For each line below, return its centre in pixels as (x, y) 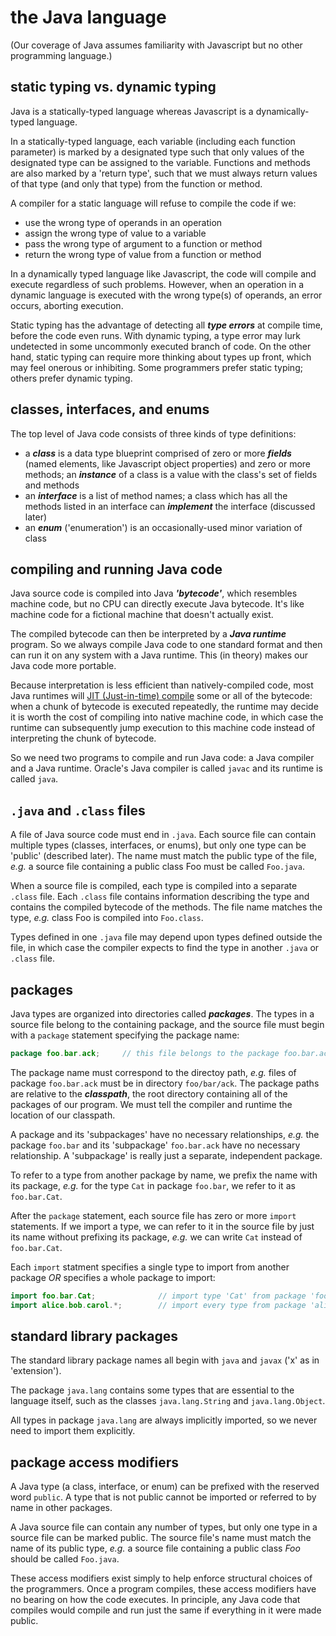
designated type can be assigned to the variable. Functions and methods (160, 162)
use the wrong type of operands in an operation (123, 222)
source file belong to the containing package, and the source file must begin (167, 1024)
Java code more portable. (63, 666)
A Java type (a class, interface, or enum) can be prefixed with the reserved (165, 1487)
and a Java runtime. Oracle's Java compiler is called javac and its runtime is (166, 768)
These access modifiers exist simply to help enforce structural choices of (161, 1578)
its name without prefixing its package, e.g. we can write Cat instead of (156, 1237)
